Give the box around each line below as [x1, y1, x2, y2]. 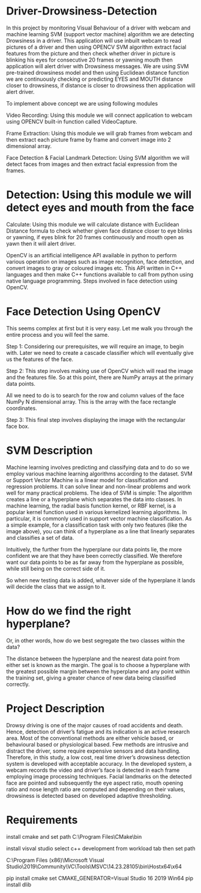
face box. [6, 422, 30, 430]
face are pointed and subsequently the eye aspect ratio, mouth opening [6, 779, 184, 786]
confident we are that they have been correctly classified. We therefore [6, 552, 182, 559]
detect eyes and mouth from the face [6, 201, 194, 215]
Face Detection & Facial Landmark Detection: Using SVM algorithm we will [6, 154, 190, 161]
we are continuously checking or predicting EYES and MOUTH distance [6, 75, 183, 83]
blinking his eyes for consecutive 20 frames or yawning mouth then [6, 56, 173, 63]
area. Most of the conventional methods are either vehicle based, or [6, 734, 174, 742]
